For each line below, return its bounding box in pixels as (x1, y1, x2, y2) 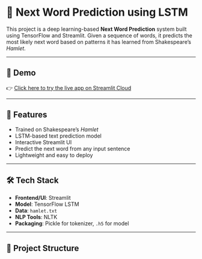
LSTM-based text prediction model (14, 132, 102, 139)
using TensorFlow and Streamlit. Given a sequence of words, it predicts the (6, 31, 192, 39)
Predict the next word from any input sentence (14, 145, 130, 152)
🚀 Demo (6, 68, 36, 78)
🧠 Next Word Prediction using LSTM (6, 5, 188, 19)
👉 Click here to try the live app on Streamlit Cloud (6, 84, 132, 91)
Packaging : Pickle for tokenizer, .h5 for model (14, 220, 129, 227)
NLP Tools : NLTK (14, 214, 58, 221)
